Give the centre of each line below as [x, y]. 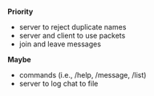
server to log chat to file [59, 84]
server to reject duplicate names [73, 27]
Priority [20, 12]
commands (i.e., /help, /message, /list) [83, 75]
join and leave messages [60, 44]
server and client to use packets [72, 36]
